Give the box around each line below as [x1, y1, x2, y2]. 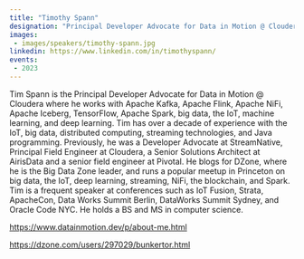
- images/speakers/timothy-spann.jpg [13, 38, 156, 48]
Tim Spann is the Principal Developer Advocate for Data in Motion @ [9, 88, 264, 100]
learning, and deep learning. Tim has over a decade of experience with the [9, 117, 288, 128]
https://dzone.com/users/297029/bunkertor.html [9, 239, 191, 250]
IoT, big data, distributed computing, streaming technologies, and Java [9, 127, 273, 138]
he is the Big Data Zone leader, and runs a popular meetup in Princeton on [9, 165, 286, 177]
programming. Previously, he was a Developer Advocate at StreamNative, [9, 137, 283, 148]
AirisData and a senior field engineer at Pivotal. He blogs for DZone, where [9, 156, 288, 167]
